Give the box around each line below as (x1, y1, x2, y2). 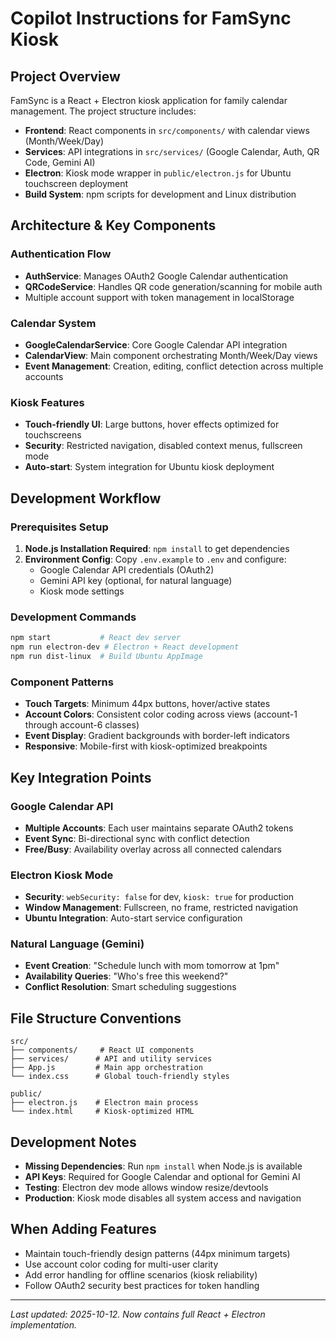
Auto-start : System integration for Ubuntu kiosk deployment (24, 461, 275, 473)
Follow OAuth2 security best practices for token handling (24, 1279, 260, 1291)
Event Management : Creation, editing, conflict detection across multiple (24, 360, 324, 372)
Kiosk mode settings (39, 585, 125, 597)
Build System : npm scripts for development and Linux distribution (24, 188, 297, 200)
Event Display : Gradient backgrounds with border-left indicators (24, 730, 290, 742)
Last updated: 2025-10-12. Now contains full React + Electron (10, 1308, 266, 1320)
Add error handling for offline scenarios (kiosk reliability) (24, 1268, 258, 1281)
